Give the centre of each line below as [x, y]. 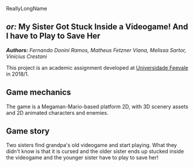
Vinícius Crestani [27, 56]
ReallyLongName [27, 8]
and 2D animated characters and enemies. [57, 113]
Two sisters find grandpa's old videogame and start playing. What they [91, 145]
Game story [28, 131]
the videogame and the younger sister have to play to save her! [82, 158]
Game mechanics [39, 92]
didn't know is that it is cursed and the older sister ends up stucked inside [95, 151]
